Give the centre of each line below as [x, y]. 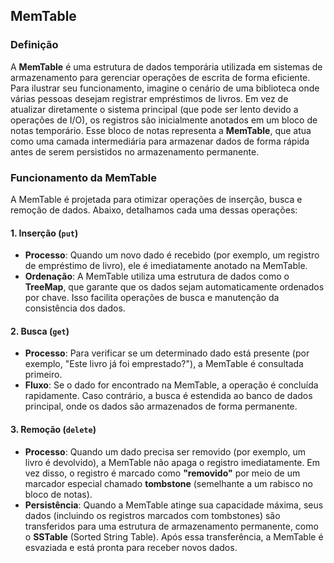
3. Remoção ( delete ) [53, 429]
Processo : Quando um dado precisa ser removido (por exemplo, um [165, 451]
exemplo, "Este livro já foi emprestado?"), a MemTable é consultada [164, 364]
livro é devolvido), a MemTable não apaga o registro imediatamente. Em [172, 462]
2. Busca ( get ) [40, 331]
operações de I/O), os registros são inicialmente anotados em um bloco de [164, 120]
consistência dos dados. [75, 308]
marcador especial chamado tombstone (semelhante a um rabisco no [168, 483]
